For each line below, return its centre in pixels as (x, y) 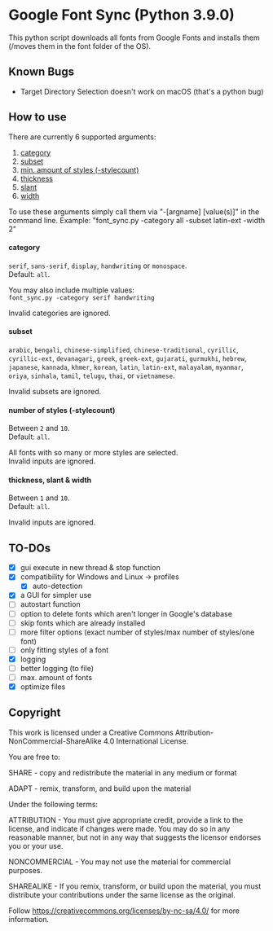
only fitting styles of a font (64, 650)
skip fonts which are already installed (83, 623)
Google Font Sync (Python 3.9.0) (121, 15)
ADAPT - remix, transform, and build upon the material (100, 788)
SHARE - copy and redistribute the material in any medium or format (123, 772)
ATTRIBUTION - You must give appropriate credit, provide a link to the (126, 819)
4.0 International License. (146, 741)
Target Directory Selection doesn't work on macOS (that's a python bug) (142, 91)
